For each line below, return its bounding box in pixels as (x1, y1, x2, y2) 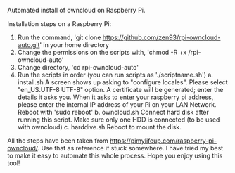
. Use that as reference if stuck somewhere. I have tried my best (37, 144, 224, 152)
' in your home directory (39, 41, 109, 49)
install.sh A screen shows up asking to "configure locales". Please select (17, 78, 228, 86)
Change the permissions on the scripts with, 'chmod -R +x (17, 49, 187, 56)
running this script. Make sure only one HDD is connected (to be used (17, 115, 220, 124)
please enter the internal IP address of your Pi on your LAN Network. (17, 101, 217, 108)
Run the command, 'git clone (17, 33, 101, 41)
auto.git (17, 41, 40, 49)
